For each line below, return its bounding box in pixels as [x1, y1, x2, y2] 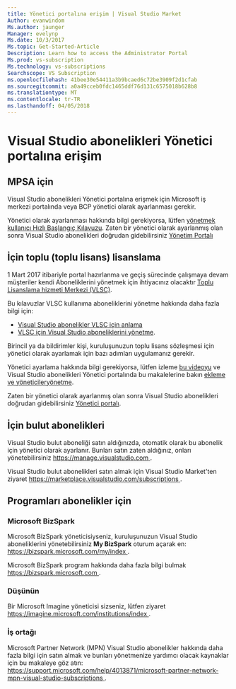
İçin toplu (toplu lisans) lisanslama [7, 252, 161, 264]
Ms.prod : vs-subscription [7, 57, 83, 64]
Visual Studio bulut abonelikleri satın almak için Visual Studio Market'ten [7, 467, 217, 475]
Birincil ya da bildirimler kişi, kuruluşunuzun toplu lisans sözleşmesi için [7, 341, 214, 350]
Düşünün [7, 586, 40, 596]
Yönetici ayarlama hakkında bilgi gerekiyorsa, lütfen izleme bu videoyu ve [7, 362, 220, 371]
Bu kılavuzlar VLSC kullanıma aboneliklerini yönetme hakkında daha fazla [7, 299, 220, 308]
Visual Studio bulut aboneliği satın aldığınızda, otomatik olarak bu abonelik [7, 438, 223, 446]
